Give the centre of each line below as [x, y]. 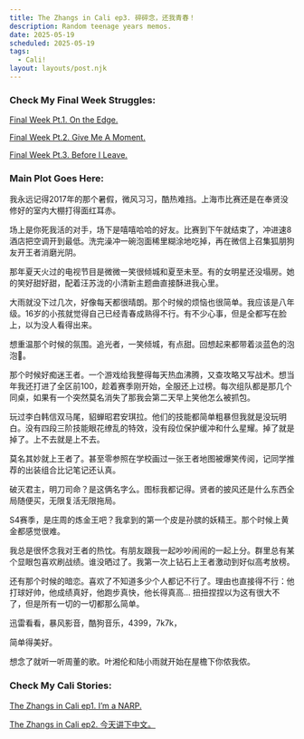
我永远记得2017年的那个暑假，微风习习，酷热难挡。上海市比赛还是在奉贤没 [149, 199]
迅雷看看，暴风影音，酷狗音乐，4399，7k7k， [96, 623]
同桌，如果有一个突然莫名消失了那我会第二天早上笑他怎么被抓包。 [132, 398]
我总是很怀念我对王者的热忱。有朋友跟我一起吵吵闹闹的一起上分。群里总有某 [152, 550]
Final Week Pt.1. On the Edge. [64, 120]
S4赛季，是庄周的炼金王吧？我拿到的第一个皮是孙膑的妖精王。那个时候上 [146, 520]
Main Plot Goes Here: [57, 179]
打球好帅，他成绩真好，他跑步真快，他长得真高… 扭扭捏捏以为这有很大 [141, 593]
